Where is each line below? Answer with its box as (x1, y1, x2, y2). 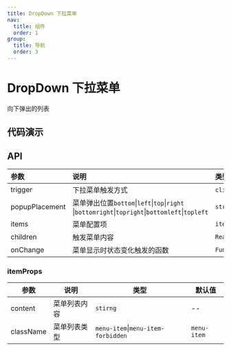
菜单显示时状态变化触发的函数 (72, 246, 170, 255)
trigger (10, 185, 33, 195)
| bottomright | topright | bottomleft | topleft (72, 207, 208, 217)
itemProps (7, 266, 43, 276)
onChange (10, 245, 45, 255)
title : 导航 (13, 42, 46, 49)
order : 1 (13, 29, 38, 36)
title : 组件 (13, 23, 46, 30)
